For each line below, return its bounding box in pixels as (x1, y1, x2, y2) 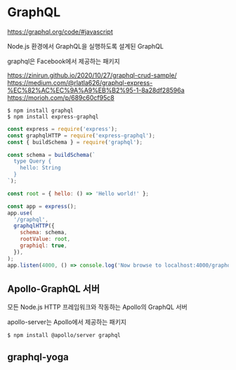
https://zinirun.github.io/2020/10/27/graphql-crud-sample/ (7, 71, 177, 79)
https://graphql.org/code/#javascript (7, 27, 114, 36)
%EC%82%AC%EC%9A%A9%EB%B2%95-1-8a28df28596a (7, 86, 185, 94)
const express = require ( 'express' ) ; (7, 125, 118, 132)
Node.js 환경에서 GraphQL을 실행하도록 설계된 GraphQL (7, 42, 164, 50)
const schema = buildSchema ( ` (7, 151, 96, 158)
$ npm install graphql (7, 107, 74, 114)
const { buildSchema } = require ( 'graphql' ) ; (7, 139, 143, 146)
